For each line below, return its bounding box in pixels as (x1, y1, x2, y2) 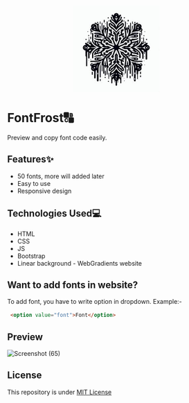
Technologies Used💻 (7, 207, 102, 220)
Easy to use (17, 179, 51, 187)
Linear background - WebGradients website (17, 259, 143, 267)
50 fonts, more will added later (17, 172, 105, 180)
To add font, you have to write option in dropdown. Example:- (7, 298, 182, 306)
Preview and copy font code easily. (7, 133, 107, 142)
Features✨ (7, 153, 54, 165)
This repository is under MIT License (7, 388, 112, 396)
